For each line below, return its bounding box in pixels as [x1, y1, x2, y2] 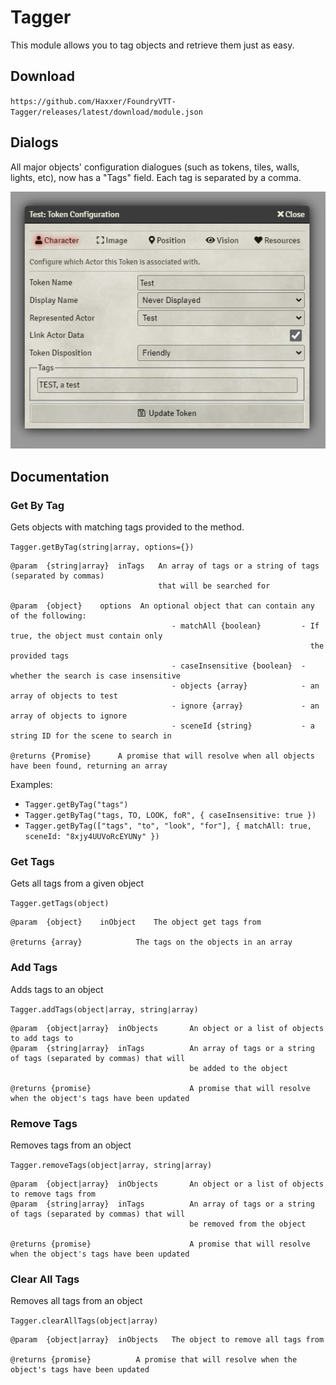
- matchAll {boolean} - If [171, 621, 320, 631]
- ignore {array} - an [171, 701, 320, 711]
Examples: [10, 779, 53, 791]
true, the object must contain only [10, 631, 163, 641]
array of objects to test [10, 691, 118, 701]
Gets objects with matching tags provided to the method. [10, 521, 245, 533]
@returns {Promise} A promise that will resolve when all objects [10, 751, 315, 761]
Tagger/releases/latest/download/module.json [10, 107, 203, 117]
